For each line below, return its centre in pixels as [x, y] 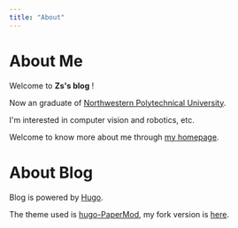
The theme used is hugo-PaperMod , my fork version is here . [119, 214]
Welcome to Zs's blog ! [52, 86]
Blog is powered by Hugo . [56, 197]
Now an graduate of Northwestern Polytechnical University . [118, 103]
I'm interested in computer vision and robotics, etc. [102, 119]
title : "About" [37, 17]
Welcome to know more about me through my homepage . [114, 137]
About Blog [51, 172]
